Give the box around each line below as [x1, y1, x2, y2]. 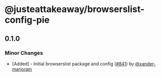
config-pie [5, 14, 50, 26]
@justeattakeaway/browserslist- [5, 4, 145, 15]
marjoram [12, 66, 32, 72]
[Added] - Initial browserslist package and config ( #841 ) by [12, 60, 134, 66]
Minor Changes [5, 49, 43, 56]
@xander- [135, 60, 156, 66]
